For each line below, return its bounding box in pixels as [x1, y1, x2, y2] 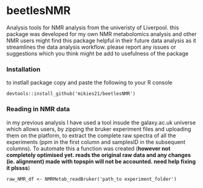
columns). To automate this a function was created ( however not [6, 145, 170, 152]
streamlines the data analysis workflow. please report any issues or [6, 43, 177, 51]
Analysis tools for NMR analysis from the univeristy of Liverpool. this [6, 24, 179, 31]
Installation [6, 65, 41, 73]
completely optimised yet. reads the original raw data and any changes [6, 151, 191, 159]
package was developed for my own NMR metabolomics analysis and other [6, 30, 197, 37]
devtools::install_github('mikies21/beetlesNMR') [6, 91, 136, 97]
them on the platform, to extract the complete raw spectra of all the [6, 132, 177, 139]
